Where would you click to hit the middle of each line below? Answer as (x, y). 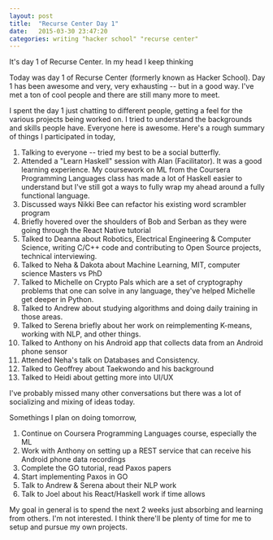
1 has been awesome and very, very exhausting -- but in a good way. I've (132, 86)
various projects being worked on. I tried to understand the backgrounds (131, 120)
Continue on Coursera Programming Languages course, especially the (139, 433)
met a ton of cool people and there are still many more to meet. (115, 95)
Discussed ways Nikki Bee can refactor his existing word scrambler (134, 204)
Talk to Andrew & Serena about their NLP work (99, 485)
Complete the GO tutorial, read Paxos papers (96, 468)
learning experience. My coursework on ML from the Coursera (126, 170)
